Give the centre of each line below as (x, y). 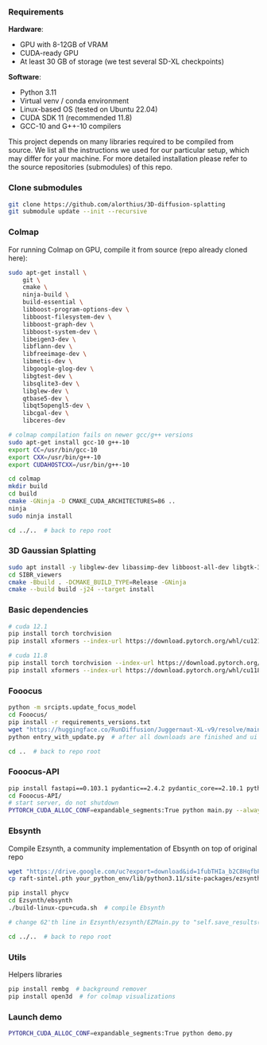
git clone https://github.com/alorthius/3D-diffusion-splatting (117, 204)
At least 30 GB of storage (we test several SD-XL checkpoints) (122, 61)
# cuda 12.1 (28, 626)
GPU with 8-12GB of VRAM (64, 45)
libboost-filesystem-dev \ (67, 317)
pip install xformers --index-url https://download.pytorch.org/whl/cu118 (135, 670)
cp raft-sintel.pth (41, 879)
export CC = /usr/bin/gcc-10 (53, 450)
